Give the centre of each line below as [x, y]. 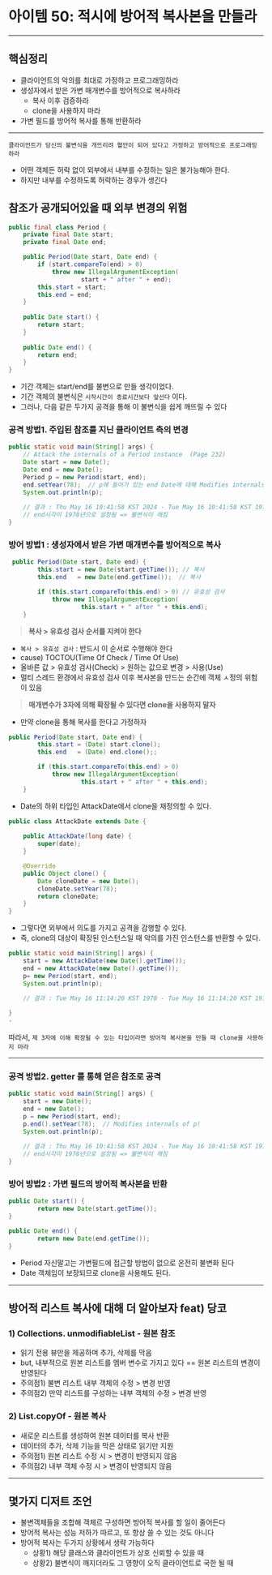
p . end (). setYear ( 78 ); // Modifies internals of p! [112, 1124]
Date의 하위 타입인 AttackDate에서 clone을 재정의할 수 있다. [116, 806]
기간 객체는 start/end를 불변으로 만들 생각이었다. [97, 387]
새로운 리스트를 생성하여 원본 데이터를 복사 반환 [95, 1436]
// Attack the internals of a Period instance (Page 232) [125, 455]
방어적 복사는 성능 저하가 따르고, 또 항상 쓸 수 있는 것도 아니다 [117, 1533]
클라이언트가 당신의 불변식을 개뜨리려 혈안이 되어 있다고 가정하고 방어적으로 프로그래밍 [133, 145]
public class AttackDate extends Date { [78, 821]
